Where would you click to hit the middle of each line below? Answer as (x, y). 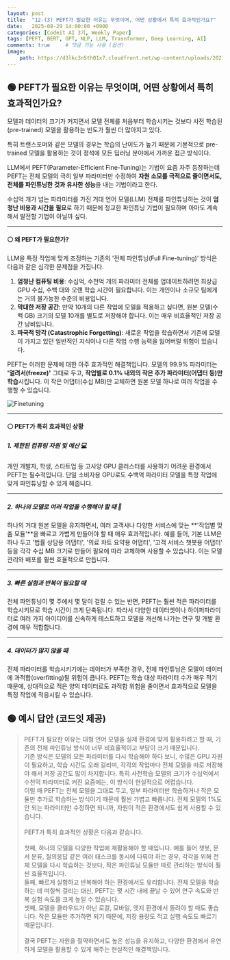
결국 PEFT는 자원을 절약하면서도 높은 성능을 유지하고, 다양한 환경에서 (116, 941)
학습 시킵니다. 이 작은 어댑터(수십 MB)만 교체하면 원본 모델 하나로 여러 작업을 (109, 381)
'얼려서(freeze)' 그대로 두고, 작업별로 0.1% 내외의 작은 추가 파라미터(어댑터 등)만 (115, 372)
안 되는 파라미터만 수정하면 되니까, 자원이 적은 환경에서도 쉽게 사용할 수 (119, 808)
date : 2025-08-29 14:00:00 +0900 (58, 26)
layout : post (26, 13)
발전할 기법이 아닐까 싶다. (53, 216)
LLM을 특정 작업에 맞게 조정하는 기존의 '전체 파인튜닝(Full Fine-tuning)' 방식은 (112, 258)
